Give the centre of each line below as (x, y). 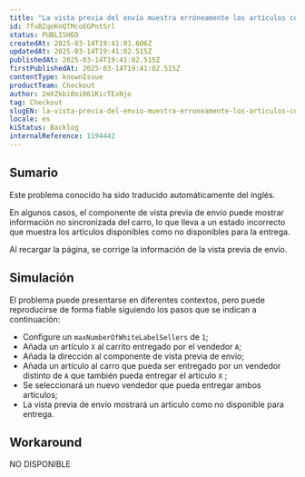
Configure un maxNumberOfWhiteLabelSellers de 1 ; (115, 336)
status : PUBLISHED (44, 35)
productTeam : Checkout (52, 85)
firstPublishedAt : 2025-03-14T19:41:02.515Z (95, 69)
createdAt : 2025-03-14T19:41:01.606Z (81, 43)
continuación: (35, 319)
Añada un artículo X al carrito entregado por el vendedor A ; (132, 346)
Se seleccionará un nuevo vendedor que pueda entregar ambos (142, 385)
